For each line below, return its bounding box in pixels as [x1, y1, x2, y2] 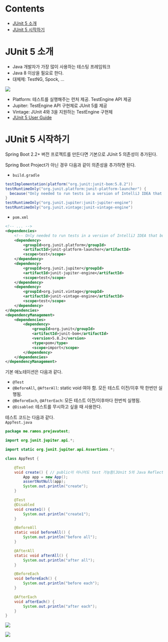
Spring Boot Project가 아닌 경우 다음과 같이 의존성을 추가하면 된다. [5, 162, 136, 168]
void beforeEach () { [14, 576, 57, 581]
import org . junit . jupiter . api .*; [5, 438, 75, 443]
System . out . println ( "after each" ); [23, 604, 97, 609]
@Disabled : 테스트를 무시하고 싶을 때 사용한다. [12, 404, 102, 410]
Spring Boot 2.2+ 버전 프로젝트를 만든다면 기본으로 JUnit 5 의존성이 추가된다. [5, 151, 157, 157]
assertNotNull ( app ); [23, 479, 66, 484]
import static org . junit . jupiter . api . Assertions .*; [5, 447, 115, 452]
